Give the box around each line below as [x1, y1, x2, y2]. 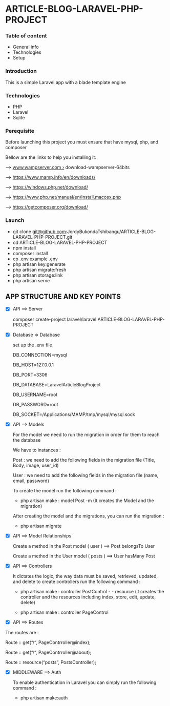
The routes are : [5, 629, 39, 635]
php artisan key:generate [12, 261, 66, 267]
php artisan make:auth [20, 695, 68, 701]
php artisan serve [12, 277, 50, 283]
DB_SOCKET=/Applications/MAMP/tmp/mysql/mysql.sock [12, 411, 135, 418]
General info [12, 44, 39, 50]
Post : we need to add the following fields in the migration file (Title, [12, 456, 156, 463]
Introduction [5, 68, 37, 75]
